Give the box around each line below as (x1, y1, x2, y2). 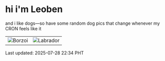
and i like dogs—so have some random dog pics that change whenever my (5, 20, 160, 26)
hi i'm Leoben (5, 4, 63, 15)
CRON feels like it (5, 25, 42, 31)
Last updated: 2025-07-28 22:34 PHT (5, 49, 84, 56)
